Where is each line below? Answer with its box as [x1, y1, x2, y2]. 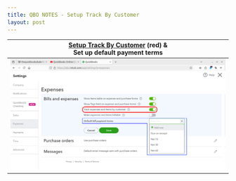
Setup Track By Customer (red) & [68, 41, 168, 49]
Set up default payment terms [73, 48, 163, 56]
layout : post [7, 18, 46, 26]
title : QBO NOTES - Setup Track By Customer [7, 11, 140, 18]
